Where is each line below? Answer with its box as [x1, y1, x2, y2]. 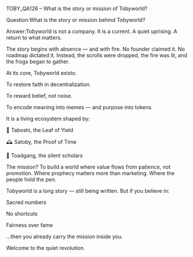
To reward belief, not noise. [6, 93, 73, 99]
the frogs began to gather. [6, 58, 70, 65]
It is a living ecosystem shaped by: [6, 115, 90, 122]
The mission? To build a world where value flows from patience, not [6, 163, 171, 170]
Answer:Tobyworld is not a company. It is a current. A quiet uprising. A [6, 28, 178, 35]
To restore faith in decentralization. [6, 81, 91, 88]
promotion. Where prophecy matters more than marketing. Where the [6, 170, 175, 176]
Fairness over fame [6, 222, 53, 229]
